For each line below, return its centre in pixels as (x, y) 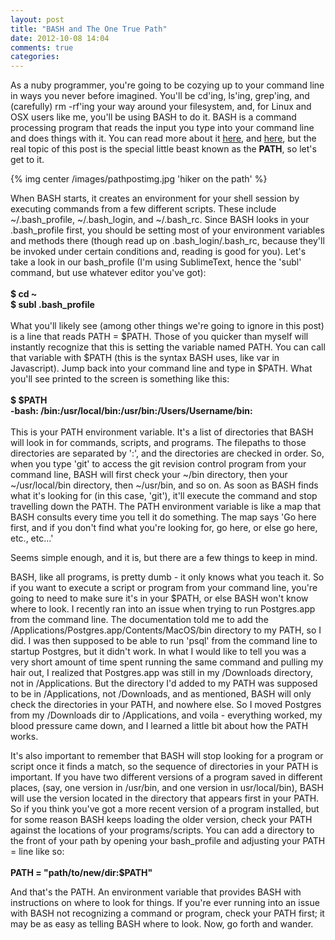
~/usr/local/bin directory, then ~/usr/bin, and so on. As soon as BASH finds (164, 485)
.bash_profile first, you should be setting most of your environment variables (167, 230)
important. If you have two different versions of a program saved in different (166, 777)
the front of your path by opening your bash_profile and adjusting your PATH (168, 841)
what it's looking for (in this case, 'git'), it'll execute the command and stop (164, 496)
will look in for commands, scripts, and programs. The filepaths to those (158, 443)
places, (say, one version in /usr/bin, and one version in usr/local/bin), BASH (167, 788)
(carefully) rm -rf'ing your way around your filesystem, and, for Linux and (161, 107)
